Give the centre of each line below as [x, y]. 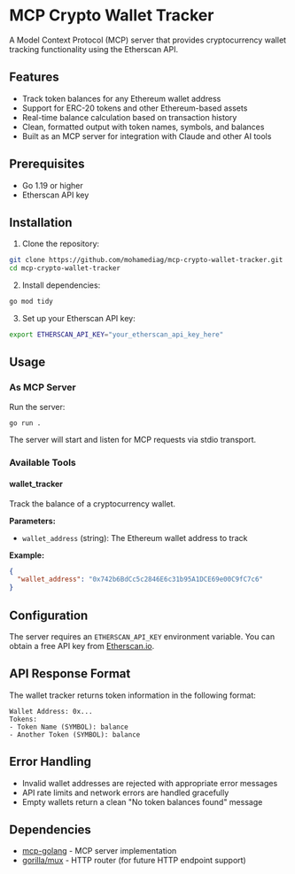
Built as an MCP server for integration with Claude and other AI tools [147, 136]
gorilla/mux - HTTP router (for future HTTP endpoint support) [134, 861]
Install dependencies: [61, 285]
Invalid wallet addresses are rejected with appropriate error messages [150, 783]
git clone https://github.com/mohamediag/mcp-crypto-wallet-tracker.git [146, 260]
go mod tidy [31, 302]
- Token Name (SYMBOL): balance [69, 727]
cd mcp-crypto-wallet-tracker [65, 268]
